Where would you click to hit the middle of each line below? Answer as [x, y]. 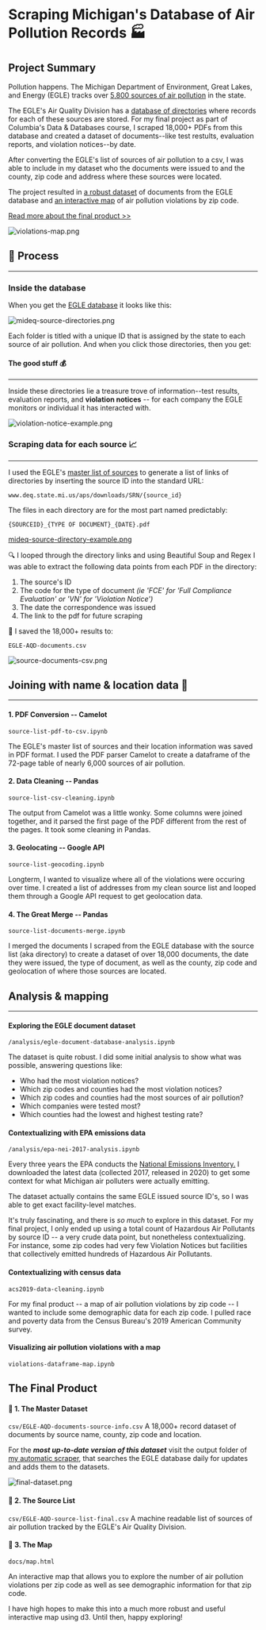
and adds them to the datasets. [59, 1467]
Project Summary [52, 68]
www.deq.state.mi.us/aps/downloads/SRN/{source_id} [95, 495]
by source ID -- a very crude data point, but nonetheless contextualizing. [127, 1237]
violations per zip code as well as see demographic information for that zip [130, 1585]
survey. [20, 1329]
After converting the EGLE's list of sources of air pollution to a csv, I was [126, 160]
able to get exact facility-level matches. [72, 1205]
